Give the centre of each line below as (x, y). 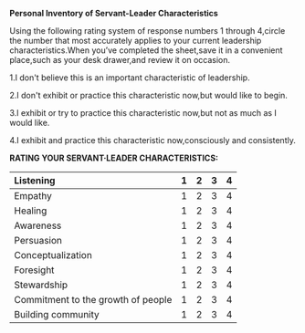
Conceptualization (53, 255)
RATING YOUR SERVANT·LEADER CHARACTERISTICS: (114, 158)
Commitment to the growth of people (93, 300)
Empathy (33, 196)
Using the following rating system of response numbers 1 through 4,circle (147, 31)
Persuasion (38, 240)
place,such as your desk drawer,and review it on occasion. (120, 60)
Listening (35, 180)
